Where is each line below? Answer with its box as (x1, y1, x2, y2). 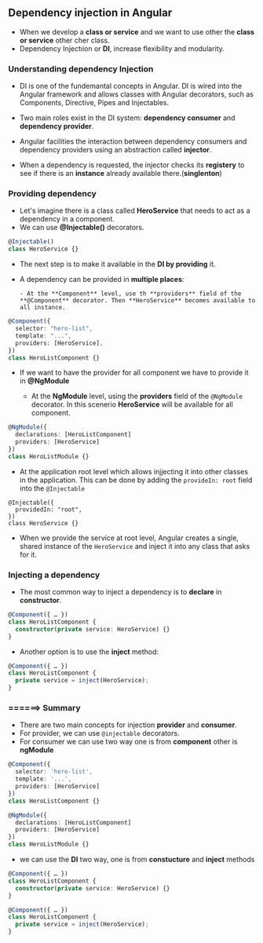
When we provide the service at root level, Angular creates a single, (19, 533, 239, 543)
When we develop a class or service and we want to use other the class (19, 27, 255, 36)
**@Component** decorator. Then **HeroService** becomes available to (19, 297, 256, 305)
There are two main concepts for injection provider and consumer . (19, 720, 237, 729)
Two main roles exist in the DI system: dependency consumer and (19, 113, 236, 122)
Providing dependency (8, 188, 97, 199)
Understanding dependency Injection (8, 63, 154, 74)
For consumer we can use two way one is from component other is (19, 737, 238, 747)
